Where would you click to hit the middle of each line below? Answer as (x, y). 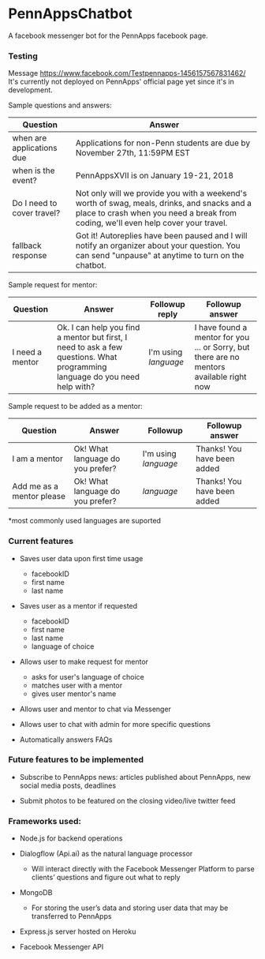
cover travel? (36, 213)
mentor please (39, 496)
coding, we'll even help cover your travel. (151, 223)
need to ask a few (90, 347)
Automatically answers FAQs (66, 740)
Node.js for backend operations (71, 838)
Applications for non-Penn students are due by (163, 143)
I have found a (221, 328)
